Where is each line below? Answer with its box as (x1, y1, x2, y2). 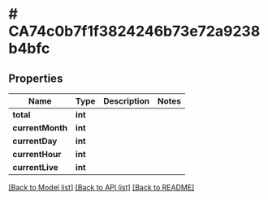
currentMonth (12, 122, 68, 134)
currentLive (12, 162, 58, 172)
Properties (8, 71, 63, 85)
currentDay (12, 135, 58, 147)
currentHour (12, 149, 62, 160)
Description (103, 96, 150, 106)
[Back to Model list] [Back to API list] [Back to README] (8, 183, 195, 192)
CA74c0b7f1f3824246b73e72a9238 (8, 22, 261, 40)
